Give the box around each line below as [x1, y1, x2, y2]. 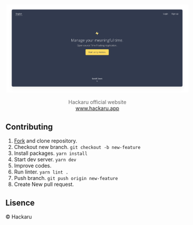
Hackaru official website [68, 99, 127, 106]
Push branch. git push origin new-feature [13, 175, 118, 182]
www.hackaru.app [75, 105, 120, 112]
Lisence [5, 198, 35, 207]
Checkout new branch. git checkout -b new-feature [13, 144, 141, 151]
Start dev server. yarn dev [13, 156, 77, 163]
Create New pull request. [13, 181, 74, 188]
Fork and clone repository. [13, 137, 78, 144]
